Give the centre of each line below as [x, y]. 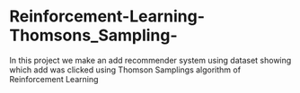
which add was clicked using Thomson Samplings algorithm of [125, 70]
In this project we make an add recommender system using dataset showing [150, 60]
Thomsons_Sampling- [93, 35]
